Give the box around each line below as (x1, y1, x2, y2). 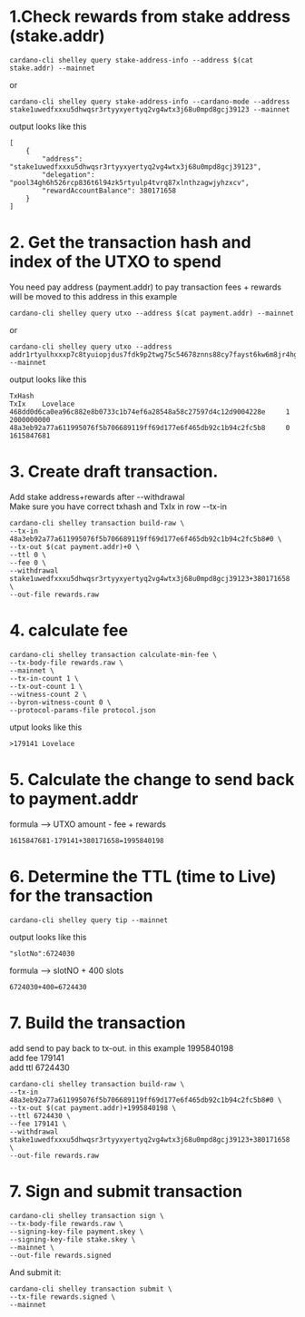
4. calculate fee (9, 620, 129, 641)
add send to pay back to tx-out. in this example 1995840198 (9, 1042, 234, 1054)
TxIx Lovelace (9, 399, 75, 408)
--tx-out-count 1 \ (9, 682, 84, 691)
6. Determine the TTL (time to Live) (9, 866, 277, 887)
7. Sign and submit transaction (9, 1181, 243, 1202)
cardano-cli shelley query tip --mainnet (9, 915, 169, 925)
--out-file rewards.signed (9, 1251, 112, 1260)
